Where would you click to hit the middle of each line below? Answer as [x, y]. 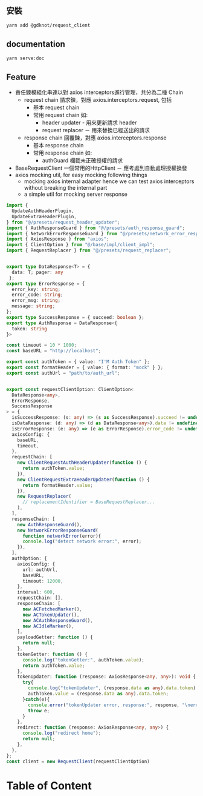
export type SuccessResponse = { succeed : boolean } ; [76, 317]
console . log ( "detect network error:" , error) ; [82, 541]
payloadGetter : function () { [55, 637]
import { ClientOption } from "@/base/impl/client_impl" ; [81, 245]
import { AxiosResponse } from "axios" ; [58, 239]
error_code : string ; [37, 295]
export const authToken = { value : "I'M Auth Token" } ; [78, 362]
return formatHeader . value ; [58, 485]
